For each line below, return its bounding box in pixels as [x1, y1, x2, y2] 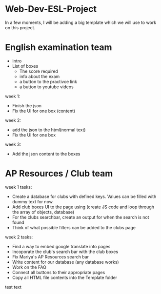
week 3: [5, 141, 21, 147]
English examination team [5, 42, 112, 53]
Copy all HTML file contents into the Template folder [12, 274, 118, 280]
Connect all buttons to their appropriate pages [12, 269, 105, 275]
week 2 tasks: [5, 234, 33, 240]
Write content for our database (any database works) [12, 259, 119, 265]
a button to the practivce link [19, 78, 77, 84]
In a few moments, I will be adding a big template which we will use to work [5, 20, 157, 25]
